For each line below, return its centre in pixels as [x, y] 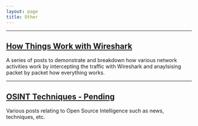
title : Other [22, 17]
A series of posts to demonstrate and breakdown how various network [92, 60]
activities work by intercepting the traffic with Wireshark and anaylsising [94, 67]
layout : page [22, 11]
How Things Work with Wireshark [69, 46]
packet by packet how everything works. [55, 73]
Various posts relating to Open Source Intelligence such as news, [85, 111]
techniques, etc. [26, 117]
